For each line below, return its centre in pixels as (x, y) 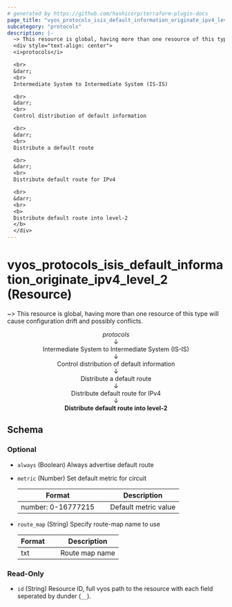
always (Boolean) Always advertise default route (85, 464)
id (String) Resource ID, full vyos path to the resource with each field (115, 588)
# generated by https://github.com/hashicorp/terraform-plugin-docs (108, 14)
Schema (25, 430)
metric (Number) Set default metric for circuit (82, 478)
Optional (22, 450)
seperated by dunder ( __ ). (54, 596)
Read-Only (26, 574)
